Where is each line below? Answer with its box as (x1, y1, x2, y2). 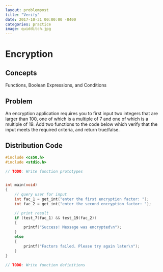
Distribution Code (5, 141, 63, 150)
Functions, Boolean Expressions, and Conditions (5, 82, 107, 88)
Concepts (5, 68, 37, 77)
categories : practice (5, 21, 51, 27)
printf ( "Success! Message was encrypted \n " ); (23, 225, 122, 230)
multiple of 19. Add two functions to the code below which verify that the (5, 121, 158, 127)
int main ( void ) (5, 182, 38, 187)
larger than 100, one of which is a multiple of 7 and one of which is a (5, 116, 149, 122)
